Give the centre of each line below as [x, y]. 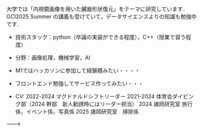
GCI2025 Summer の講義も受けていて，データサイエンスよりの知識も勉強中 [102, 16]
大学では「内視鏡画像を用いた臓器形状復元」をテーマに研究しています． [97, 9]
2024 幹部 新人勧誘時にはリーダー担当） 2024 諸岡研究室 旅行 [112, 104]
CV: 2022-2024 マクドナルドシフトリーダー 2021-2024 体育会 [94, 96]
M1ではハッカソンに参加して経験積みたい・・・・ [78, 71]
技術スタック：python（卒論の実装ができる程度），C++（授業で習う [101, 37]
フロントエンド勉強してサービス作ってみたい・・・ [79, 83]
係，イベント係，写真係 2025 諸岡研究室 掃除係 [77, 112]
